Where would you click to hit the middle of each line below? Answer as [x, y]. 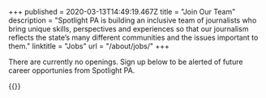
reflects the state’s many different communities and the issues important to [133, 37]
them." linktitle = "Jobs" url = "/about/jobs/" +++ [89, 46]
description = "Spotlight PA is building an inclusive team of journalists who [133, 20]
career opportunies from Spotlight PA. [72, 70]
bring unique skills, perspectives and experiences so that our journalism [129, 29]
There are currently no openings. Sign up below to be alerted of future [126, 62]
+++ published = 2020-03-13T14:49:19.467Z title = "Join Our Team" [122, 12]
